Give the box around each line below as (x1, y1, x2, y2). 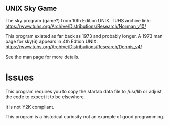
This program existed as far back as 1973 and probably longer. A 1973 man (5, 33, 163, 39)
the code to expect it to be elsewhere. (5, 94, 86, 100)
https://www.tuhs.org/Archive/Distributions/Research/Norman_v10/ (5, 23, 146, 29)
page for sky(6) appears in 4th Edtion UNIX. (5, 38, 98, 44)
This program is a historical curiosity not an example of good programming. (5, 113, 165, 119)
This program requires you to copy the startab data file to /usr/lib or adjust (5, 88, 162, 94)
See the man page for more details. (5, 54, 80, 60)
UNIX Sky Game (5, 4, 57, 13)
